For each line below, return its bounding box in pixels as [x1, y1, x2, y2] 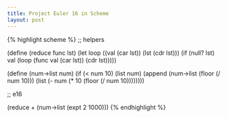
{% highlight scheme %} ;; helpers [7, 35, 105, 43]
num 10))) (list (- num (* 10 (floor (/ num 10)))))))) [7, 76, 144, 84]
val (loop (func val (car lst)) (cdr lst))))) [7, 56, 117, 64]
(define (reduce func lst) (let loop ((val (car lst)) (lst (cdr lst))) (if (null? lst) [7, 49, 215, 57]
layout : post [7, 16, 45, 23]
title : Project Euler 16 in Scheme [7, 10, 109, 17]
